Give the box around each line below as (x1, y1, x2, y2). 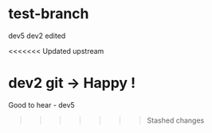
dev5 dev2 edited (8, 31, 66, 40)
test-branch (8, 5, 89, 23)
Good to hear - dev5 (8, 100, 76, 109)
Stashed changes (147, 116, 205, 125)
